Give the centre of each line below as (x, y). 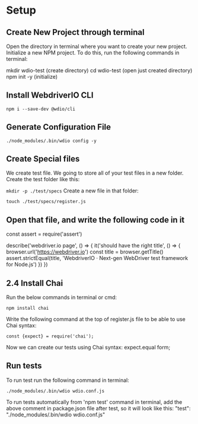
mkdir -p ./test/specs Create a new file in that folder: (73, 191)
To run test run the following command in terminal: (68, 380)
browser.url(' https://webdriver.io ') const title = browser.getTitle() (85, 252)
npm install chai (28, 309)
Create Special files (43, 159)
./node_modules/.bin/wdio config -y (51, 141)
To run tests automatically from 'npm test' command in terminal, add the (94, 402)
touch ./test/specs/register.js (46, 202)
